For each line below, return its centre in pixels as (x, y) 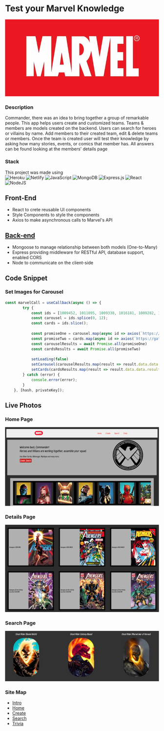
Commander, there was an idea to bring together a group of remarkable (77, 118)
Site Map (16, 692)
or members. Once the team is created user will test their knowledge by (77, 139)
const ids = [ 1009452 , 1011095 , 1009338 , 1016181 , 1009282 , (93, 313)
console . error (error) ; (54, 380)
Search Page (20, 623)
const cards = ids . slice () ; (60, 323)
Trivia (18, 724)
